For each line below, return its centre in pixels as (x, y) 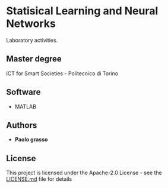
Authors (22, 125)
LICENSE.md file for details (39, 179)
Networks (31, 24)
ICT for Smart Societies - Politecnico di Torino (62, 73)
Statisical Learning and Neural (82, 11)
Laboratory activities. (32, 40)
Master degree (34, 59)
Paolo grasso (31, 140)
